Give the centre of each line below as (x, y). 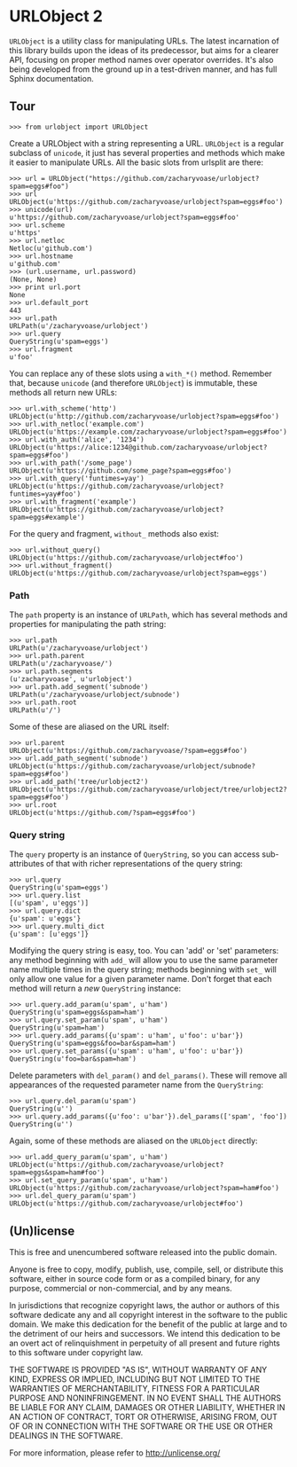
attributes (27, 864)
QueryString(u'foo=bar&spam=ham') (73, 1059)
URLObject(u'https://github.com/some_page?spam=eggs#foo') (121, 471)
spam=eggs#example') (47, 517)
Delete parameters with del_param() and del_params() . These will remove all (148, 1076)
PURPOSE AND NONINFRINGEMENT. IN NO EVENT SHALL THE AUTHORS (145, 1398)
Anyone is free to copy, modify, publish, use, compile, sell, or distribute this (146, 1269)
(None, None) (33, 279)
